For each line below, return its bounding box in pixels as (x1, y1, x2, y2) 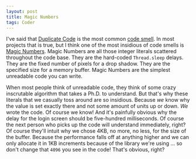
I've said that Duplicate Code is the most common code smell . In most (6, 36, 174, 43)
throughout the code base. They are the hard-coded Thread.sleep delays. (6, 54, 184, 61)
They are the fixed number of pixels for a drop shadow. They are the (6, 60, 171, 67)
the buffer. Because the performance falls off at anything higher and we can (6, 134, 189, 141)
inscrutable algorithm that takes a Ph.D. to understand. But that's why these (6, 90, 188, 97)
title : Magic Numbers (6, 14, 59, 20)
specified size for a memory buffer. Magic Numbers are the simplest (6, 67, 171, 74)
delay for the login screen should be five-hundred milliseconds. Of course (6, 115, 184, 122)
